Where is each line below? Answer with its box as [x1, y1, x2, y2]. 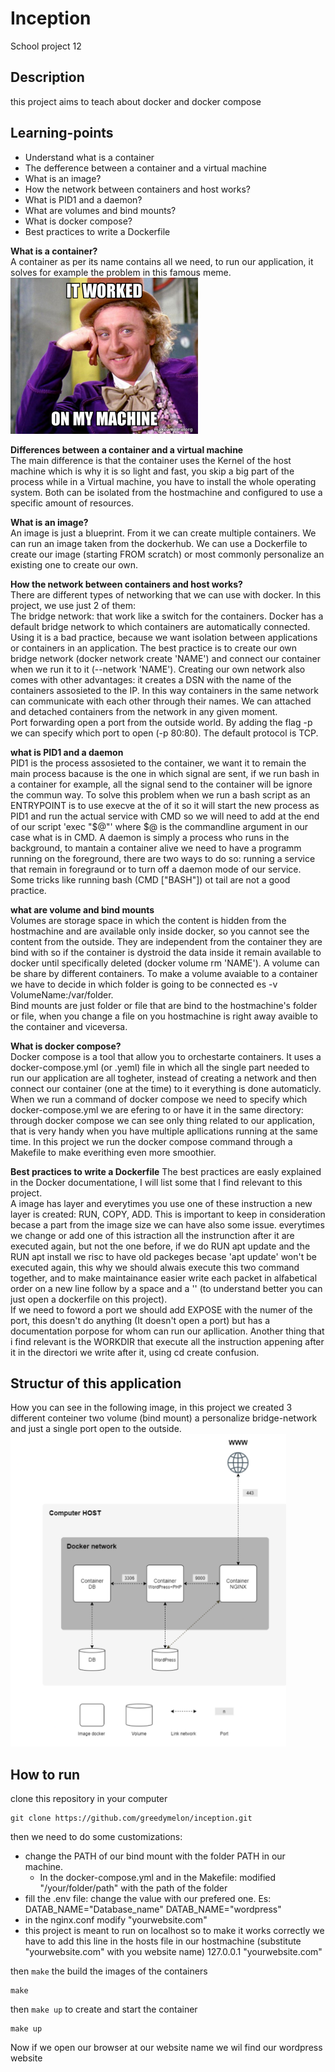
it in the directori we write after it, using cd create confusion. [10, 1346, 260, 1358]
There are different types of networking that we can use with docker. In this [10, 588, 322, 601]
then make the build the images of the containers [10, 1965, 208, 1977]
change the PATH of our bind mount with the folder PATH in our [24, 1850, 286, 1862]
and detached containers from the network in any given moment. [10, 705, 278, 717]
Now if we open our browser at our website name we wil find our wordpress [10, 2042, 323, 2054]
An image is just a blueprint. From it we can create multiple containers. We [10, 527, 317, 539]
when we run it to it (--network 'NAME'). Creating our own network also [10, 663, 306, 675]
